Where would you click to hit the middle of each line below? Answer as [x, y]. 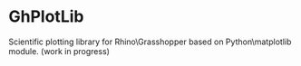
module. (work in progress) [59, 51]
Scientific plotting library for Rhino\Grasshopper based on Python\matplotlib [150, 42]
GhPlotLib [46, 17]
